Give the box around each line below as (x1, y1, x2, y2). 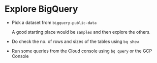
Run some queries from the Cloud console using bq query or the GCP (11, 48, 152, 54)
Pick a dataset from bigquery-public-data (11, 20, 97, 25)
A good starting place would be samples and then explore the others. (11, 29, 151, 35)
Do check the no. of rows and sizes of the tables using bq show (11, 38, 139, 44)
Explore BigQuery (4, 3, 78, 15)
